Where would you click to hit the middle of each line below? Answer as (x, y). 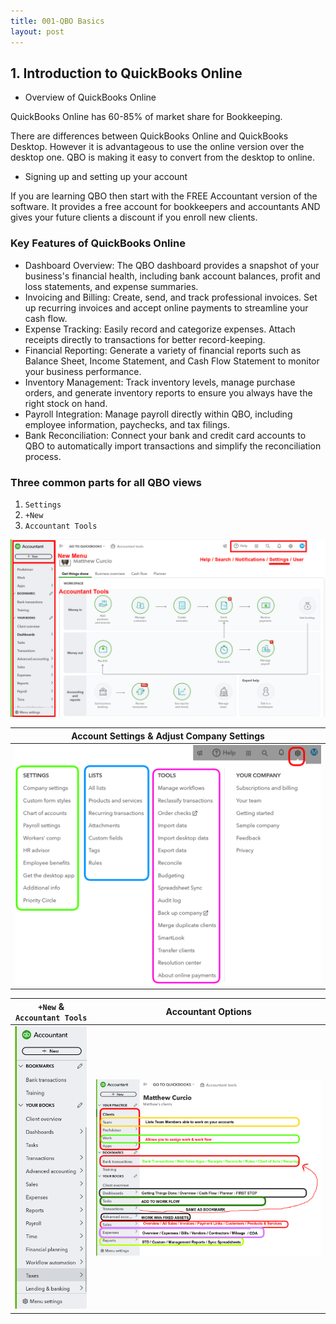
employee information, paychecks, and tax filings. (127, 424)
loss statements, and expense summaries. (111, 286)
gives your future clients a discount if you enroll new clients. (134, 217)
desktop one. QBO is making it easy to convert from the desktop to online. (163, 157)
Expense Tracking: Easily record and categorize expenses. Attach (160, 329)
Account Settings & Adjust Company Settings (168, 736)
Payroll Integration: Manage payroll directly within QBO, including (158, 414)
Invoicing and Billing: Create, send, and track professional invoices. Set (171, 297)
